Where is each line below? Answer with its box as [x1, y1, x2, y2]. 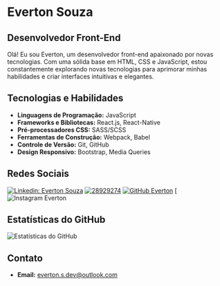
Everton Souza [7, 4, 93, 20]
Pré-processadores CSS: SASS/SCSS [17, 126, 127, 134]
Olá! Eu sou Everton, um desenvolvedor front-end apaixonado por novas [7, 50, 214, 58]
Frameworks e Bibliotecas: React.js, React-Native [17, 118, 161, 126]
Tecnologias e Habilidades [7, 92, 124, 104]
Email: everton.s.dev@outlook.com [17, 271, 118, 279]
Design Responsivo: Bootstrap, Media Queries [17, 147, 151, 156]
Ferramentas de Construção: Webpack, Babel [17, 133, 151, 141]
